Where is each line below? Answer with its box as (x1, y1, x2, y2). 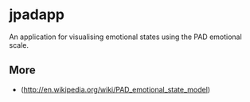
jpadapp (9, 6, 64, 24)
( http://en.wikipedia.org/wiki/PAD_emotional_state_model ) (20, 84, 210, 94)
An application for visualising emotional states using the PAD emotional (9, 32, 242, 41)
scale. (9, 40, 29, 49)
